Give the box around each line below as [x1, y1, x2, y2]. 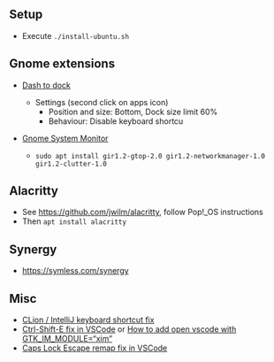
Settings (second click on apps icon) [34, 96, 169, 107]
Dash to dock [21, 80, 71, 90]
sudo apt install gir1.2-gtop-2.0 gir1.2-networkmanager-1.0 [34, 151, 265, 160]
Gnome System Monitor [21, 133, 109, 143]
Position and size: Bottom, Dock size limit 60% [48, 106, 218, 117]
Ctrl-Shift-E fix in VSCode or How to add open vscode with [21, 324, 237, 335]
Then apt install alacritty [21, 216, 126, 227]
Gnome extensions [9, 57, 116, 72]
